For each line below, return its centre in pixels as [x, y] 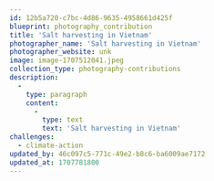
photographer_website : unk [61, 52]
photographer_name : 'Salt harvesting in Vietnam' [106, 43]
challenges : [32, 137]
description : [34, 78]
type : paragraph [57, 94]
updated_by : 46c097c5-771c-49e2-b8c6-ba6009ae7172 [107, 154]
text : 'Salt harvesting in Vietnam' [112, 129]
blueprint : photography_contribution [81, 27]
